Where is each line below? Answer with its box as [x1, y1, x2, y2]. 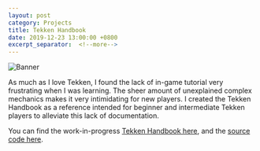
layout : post [8, 11, 51, 20]
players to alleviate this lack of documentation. [8, 111, 160, 120]
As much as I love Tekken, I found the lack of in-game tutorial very [8, 78, 224, 87]
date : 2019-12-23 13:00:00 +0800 [8, 33, 118, 42]
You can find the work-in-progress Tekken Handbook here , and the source [8, 127, 251, 136]
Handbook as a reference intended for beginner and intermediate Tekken [8, 103, 246, 112]
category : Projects [8, 19, 72, 27]
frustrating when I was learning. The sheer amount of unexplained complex [8, 86, 252, 95]
